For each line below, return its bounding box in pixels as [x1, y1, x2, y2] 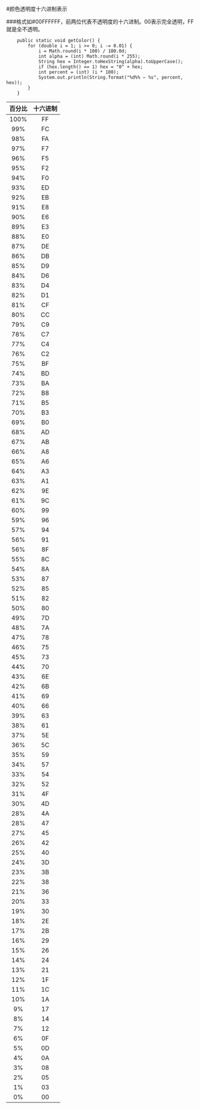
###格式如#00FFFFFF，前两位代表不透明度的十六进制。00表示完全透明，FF [6, 18, 194, 25]
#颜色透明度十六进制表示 [6, 5, 68, 12]
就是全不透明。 [6, 26, 43, 32]
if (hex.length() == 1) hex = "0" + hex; [38, 64, 144, 70]
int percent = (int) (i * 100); [38, 69, 119, 75]
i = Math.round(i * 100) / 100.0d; [38, 48, 128, 54]
